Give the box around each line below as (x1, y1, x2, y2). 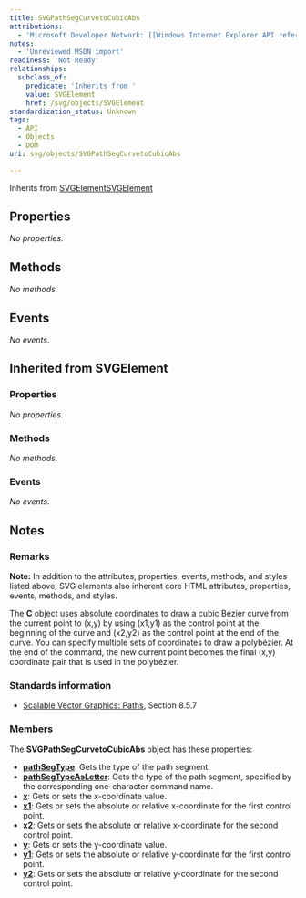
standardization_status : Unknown (9, 107, 137, 116)
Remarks (9, 550, 50, 563)
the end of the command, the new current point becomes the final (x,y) (9, 647, 276, 658)
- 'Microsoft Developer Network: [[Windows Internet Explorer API (17, 30, 275, 39)
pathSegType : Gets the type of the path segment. (22, 761, 211, 772)
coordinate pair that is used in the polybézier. (9, 657, 179, 668)
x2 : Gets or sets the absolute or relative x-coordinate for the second (22, 819, 279, 830)
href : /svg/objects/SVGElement (25, 98, 145, 108)
